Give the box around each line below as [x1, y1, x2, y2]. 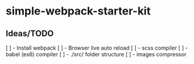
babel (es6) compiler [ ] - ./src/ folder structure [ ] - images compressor [6, 51, 187, 58]
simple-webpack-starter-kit [6, 4, 151, 18]
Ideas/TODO [6, 28, 54, 39]
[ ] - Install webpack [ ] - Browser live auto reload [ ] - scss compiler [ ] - [6, 44, 188, 51]
